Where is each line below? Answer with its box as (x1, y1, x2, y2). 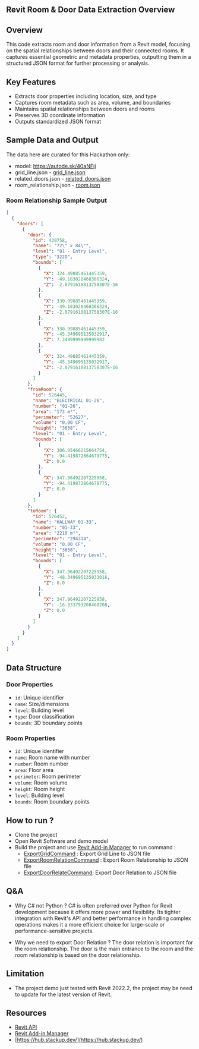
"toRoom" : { (27, 508, 58, 514)
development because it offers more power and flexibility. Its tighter (14, 908, 181, 915)
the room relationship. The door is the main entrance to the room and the (14, 945, 193, 952)
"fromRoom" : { (27, 386, 62, 393)
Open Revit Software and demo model (14, 837, 108, 845)
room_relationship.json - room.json (14, 181, 100, 188)
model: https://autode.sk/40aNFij (14, 162, 96, 169)
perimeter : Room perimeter (14, 773, 81, 780)
